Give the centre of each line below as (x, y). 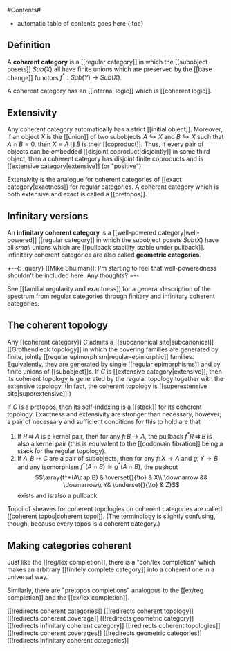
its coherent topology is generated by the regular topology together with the (115, 378)
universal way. (28, 577)
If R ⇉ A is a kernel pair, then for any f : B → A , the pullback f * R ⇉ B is (114, 435)
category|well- (179, 233)
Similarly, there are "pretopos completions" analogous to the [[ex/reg (105, 590)
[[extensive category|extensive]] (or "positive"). (75, 166)
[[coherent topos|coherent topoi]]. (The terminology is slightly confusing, (111, 516)
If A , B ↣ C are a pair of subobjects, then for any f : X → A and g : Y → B (118, 458)
